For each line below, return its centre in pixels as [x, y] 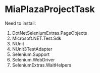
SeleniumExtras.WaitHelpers [42, 65]
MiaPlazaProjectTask [50, 9]
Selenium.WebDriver [33, 59]
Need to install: [20, 23]
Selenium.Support [31, 54]
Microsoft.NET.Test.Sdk [37, 38]
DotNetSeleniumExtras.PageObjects [49, 33]
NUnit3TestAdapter [32, 49]
